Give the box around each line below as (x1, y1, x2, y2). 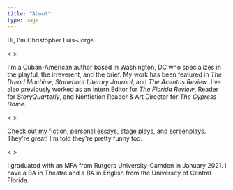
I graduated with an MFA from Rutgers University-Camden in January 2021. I (7, 161, 227, 169)
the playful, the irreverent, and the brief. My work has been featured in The (7, 70, 222, 79)
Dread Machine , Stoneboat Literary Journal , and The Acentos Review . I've (7, 77, 221, 86)
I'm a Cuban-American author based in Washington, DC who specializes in (7, 63, 222, 71)
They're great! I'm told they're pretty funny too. (7, 134, 143, 143)
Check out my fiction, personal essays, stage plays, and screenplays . (7, 127, 206, 135)
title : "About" (7, 10, 52, 17)
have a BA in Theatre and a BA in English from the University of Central (7, 168, 211, 177)
